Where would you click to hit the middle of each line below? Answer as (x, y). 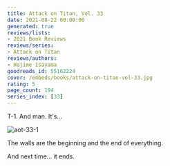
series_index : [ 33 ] (35, 97)
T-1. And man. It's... (35, 116)
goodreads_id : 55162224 (41, 71)
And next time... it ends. (41, 156)
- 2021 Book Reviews (37, 39)
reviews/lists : (29, 33)
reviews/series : (30, 45)
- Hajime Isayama (32, 65)
